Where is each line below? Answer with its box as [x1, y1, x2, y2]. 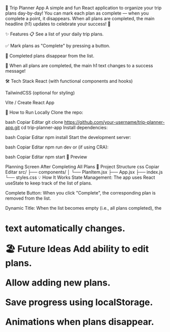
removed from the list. [5, 195, 52, 201]
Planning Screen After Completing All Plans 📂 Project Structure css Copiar [5, 164, 159, 169]
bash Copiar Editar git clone [5, 119, 63, 125]
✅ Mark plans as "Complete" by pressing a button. [5, 43, 110, 49]
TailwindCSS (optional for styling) [5, 90, 75, 96]
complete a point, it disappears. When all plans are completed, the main [5, 16, 155, 21]
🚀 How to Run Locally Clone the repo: [5, 109, 83, 115]
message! [5, 68, 26, 74]
